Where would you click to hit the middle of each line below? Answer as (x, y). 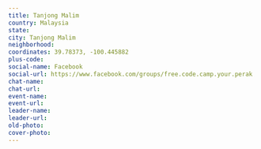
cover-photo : (30, 132)
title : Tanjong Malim (44, 15)
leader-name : (30, 111)
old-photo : (26, 125)
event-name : (28, 96)
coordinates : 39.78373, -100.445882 (68, 52)
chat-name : (26, 81)
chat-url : (25, 89)
